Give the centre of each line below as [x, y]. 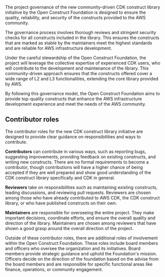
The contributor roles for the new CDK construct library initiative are [74, 131]
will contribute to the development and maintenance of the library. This [77, 68]
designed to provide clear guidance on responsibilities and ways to [73, 137]
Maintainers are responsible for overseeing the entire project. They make [80, 212]
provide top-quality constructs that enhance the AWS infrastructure [73, 99]
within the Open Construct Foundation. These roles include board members [82, 243]
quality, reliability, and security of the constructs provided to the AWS [76, 18]
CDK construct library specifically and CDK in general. [60, 178]
